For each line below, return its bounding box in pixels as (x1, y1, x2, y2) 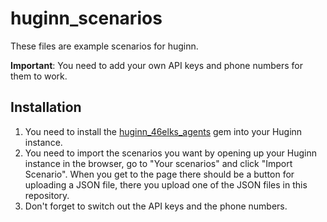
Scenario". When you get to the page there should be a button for (24, 168, 295, 180)
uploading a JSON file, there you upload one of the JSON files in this (24, 178, 308, 191)
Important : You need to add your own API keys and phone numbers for (10, 59, 303, 71)
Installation (10, 99, 82, 116)
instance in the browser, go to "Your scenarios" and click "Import (24, 157, 293, 169)
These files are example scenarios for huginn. (10, 40, 199, 52)
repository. (24, 189, 70, 201)
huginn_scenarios (10, 7, 163, 30)
